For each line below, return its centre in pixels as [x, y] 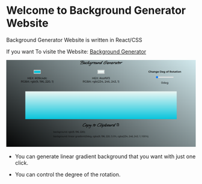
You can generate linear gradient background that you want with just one [105, 156]
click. [22, 162]
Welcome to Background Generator [96, 11]
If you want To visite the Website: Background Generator [76, 51]
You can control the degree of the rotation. [68, 174]
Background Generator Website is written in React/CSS [74, 40]
